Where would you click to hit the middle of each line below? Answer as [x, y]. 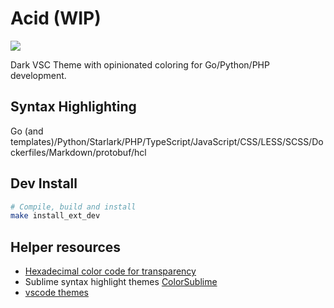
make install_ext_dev [55, 216]
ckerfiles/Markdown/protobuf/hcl [78, 152]
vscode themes [56, 293]
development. [38, 75]
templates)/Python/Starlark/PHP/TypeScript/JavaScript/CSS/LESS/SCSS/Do [167, 141]
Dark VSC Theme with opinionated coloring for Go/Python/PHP [140, 64]
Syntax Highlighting [73, 107]
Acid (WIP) [56, 18]
